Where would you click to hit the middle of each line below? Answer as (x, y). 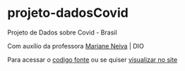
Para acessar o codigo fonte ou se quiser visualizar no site (92, 59)
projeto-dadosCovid (68, 13)
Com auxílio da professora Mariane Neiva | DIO (76, 46)
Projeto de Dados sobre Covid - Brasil (62, 32)
